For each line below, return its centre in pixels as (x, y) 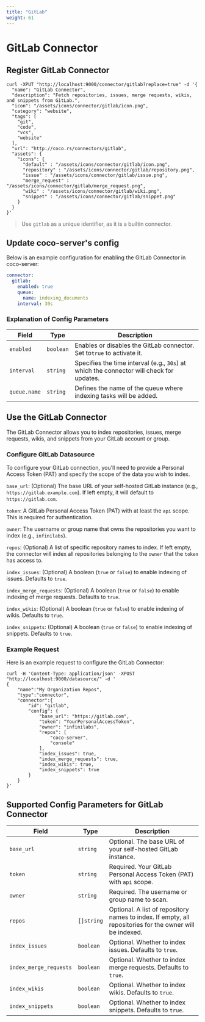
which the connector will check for (124, 370)
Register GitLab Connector (58, 70)
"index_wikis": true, (67, 765)
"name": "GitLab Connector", (49, 90)
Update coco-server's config (63, 243)
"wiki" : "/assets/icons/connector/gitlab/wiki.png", (92, 191)
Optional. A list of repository (149, 910)
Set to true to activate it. (109, 353)
